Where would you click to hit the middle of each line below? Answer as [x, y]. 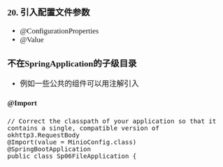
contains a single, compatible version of [83, 128]
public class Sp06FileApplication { [72, 156]
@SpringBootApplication [49, 149]
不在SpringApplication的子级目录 [72, 63]
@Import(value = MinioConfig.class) [72, 142]
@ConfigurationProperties [59, 31]
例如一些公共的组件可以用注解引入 [79, 84]
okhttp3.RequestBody [44, 135]
